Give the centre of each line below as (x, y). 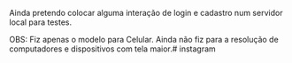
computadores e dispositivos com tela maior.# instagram (113, 49)
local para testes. (41, 22)
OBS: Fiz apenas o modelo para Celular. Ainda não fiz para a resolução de (144, 39)
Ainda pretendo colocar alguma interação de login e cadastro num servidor (146, 13)
